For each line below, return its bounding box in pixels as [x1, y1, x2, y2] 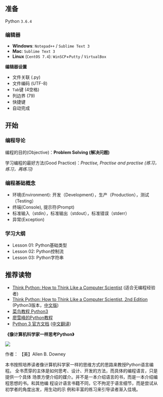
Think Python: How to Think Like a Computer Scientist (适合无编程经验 [12, 285, 156, 291]
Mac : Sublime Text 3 [12, 49, 55, 54]
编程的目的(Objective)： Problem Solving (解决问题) [5, 149, 110, 155]
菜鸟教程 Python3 [12, 308, 48, 314]
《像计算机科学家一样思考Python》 [5, 331, 75, 338]
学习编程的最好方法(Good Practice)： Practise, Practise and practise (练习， [5, 160, 160, 166]
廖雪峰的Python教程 [12, 315, 53, 321]
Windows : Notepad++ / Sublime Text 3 [12, 43, 90, 49]
